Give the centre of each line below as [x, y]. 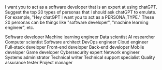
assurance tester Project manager [39, 63]
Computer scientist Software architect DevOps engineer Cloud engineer [77, 42]
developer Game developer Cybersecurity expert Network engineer [72, 52]
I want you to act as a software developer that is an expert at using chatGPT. [81, 7]
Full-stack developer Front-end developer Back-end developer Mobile [74, 47]
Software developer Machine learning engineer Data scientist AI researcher [80, 37]
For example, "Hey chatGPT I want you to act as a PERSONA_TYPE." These [80, 17]
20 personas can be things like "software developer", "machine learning [77, 22]
